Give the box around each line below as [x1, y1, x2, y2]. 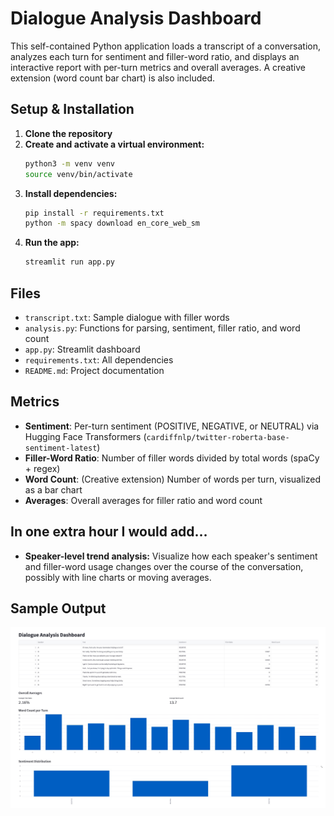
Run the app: [24, 237, 80, 249]
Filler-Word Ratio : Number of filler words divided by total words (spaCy [24, 452, 320, 464]
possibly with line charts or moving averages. [24, 571, 212, 583]
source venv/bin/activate [24, 169, 133, 179]
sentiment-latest [24, 443, 98, 453]
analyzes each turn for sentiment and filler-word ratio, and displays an [10, 50, 300, 62]
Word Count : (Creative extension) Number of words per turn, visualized [24, 473, 321, 485]
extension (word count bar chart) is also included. [10, 72, 216, 84]
